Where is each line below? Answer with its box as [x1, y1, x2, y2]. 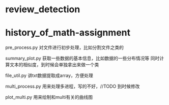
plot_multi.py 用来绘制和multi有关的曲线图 [5, 94, 93, 100]
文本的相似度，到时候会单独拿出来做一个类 [9, 62, 99, 68]
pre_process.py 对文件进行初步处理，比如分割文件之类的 [5, 44, 124, 50]
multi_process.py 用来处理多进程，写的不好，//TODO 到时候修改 [5, 83, 140, 90]
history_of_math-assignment [5, 27, 131, 39]
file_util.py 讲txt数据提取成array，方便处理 [5, 72, 93, 78]
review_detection [5, 4, 80, 15]
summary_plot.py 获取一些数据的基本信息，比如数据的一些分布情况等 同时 [5, 55, 160, 62]
